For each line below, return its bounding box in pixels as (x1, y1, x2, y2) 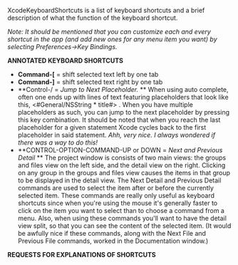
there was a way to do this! (17, 138, 98, 147)
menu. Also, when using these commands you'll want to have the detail (17, 214, 227, 222)
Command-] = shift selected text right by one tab (17, 78, 163, 86)
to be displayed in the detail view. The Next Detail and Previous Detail (17, 176, 222, 185)
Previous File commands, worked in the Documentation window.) (17, 237, 209, 245)
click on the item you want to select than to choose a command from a (17, 207, 224, 214)
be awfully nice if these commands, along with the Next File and (17, 229, 207, 237)
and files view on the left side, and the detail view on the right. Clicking (17, 161, 226, 170)
